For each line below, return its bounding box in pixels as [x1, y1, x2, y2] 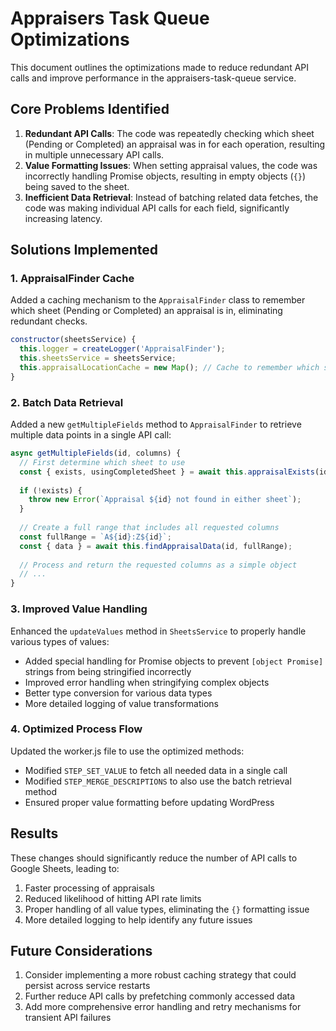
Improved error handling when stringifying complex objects [24, 676, 270, 688]
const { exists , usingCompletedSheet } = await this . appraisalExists [19, 467, 315, 477]
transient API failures [24, 1012, 112, 1024]
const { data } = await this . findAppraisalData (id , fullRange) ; [19, 541, 293, 551]
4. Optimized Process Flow [10, 722, 143, 736]
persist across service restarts [24, 980, 151, 992]
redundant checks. [10, 315, 88, 327]
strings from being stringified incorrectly [24, 665, 192, 677]
